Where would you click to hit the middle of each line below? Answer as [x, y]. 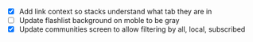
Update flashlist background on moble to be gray [99, 21]
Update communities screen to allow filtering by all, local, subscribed [132, 29]
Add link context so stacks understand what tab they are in [115, 11]
